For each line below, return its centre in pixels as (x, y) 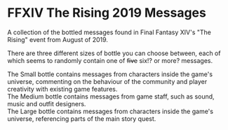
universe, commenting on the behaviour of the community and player (107, 81)
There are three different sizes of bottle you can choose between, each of (114, 53)
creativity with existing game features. (62, 89)
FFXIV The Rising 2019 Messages (107, 13)
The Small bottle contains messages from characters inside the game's (110, 74)
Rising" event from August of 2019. (58, 39)
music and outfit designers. (47, 103)
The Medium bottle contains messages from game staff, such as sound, (111, 96)
